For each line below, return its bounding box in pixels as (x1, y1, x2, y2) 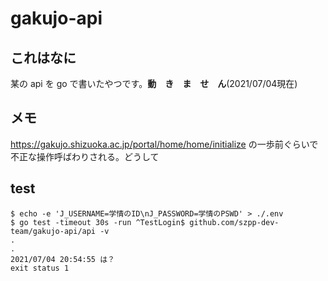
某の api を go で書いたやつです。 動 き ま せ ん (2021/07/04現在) (10, 78, 298, 89)
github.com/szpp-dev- (189, 217, 280, 227)
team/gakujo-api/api (10, 226, 97, 236)
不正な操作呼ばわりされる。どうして (10, 150, 160, 162)
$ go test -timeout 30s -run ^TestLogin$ (10, 217, 186, 227)
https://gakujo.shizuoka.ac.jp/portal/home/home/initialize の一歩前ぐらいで (10, 138, 319, 150)
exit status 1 (10, 263, 70, 273)
